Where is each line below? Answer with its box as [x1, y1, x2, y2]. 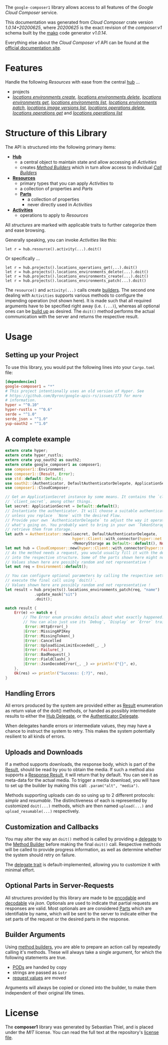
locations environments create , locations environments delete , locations [12, 94, 161, 100]
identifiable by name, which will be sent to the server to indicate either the [5, 910, 157, 916]
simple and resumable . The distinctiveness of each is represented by [5, 798, 147, 804]
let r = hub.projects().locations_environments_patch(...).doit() [5, 278, 146, 283]
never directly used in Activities [27, 201, 92, 207]
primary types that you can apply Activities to [19, 180, 114, 186]
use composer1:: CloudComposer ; [5, 485, 70, 490]
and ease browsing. [5, 227, 46, 233]
